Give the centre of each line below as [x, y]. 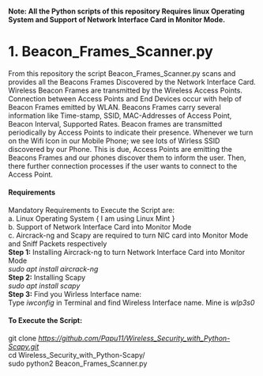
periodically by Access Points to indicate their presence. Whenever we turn [131, 132]
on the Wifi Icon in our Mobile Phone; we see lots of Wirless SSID [114, 141]
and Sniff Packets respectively [58, 243]
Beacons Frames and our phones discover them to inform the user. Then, [127, 158]
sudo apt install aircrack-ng [53, 268]
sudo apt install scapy [44, 286]
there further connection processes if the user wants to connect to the [123, 165]
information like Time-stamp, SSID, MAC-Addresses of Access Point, [120, 116]
